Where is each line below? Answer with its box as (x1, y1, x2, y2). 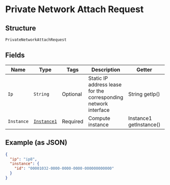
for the (88, 87, 104, 95)
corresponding (88, 94, 123, 101)
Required (62, 118, 83, 125)
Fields (5, 51, 25, 59)
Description (91, 66, 120, 73)
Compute (88, 114, 110, 121)
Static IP (88, 75, 108, 82)
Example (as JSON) (5, 138, 67, 147)
